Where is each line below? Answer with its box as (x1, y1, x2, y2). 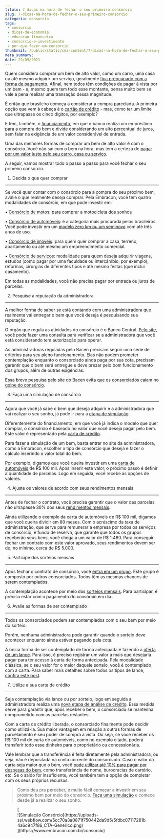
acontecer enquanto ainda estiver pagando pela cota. (5, 637, 113, 643)
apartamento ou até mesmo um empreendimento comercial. (5, 244, 126, 249)
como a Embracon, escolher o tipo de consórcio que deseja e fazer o (5, 446, 144, 452)
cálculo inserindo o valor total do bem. (5, 451, 82, 456)
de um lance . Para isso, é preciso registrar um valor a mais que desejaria (5, 652, 151, 658)
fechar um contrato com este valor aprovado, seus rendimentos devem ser (5, 540, 156, 546)
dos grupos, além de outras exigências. (5, 367, 84, 373)
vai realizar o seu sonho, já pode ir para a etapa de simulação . (5, 411, 130, 417)
